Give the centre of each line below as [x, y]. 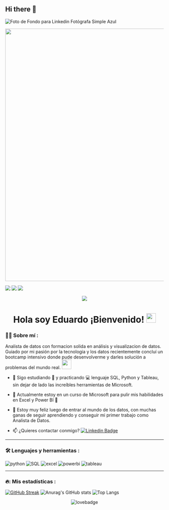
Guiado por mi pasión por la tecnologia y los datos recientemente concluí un [84, 352]
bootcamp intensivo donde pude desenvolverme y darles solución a [75, 357]
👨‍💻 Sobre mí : [22, 335]
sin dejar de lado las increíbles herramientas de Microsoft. [73, 385]
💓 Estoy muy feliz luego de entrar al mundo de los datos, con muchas [84, 410]
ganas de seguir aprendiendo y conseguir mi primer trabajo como [80, 415]
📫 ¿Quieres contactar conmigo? [46, 431]
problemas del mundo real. [33, 368]
